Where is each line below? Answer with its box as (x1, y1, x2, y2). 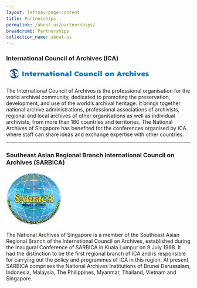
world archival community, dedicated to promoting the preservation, (6, 94, 171, 101)
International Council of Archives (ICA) (6, 55, 119, 63)
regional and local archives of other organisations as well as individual (6, 112, 175, 120)
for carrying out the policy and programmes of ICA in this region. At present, (6, 256, 191, 263)
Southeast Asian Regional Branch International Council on (6, 151, 175, 160)
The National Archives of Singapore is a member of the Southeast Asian (6, 231, 180, 238)
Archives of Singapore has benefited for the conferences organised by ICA (6, 125, 186, 132)
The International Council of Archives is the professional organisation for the (6, 87, 191, 94)
